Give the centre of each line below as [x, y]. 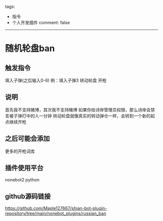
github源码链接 [28, 196]
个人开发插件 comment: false [41, 23]
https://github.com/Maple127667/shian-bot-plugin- [56, 208]
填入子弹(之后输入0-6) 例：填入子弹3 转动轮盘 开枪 [56, 80]
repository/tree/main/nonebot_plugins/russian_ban [56, 213]
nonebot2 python [22, 180]
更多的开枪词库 [20, 151]
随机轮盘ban [30, 49]
